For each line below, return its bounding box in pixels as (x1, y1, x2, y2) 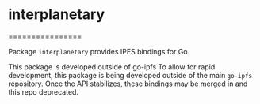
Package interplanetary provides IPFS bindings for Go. (8, 46, 190, 56)
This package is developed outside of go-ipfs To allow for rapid (8, 61, 216, 72)
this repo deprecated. (8, 87, 79, 96)
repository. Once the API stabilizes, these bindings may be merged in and (8, 79, 248, 88)
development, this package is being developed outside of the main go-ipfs (8, 70, 252, 80)
